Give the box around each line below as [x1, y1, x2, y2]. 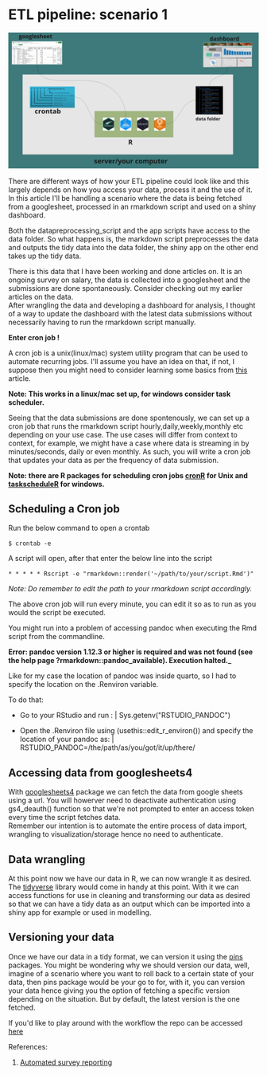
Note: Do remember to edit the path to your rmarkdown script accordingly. [8, 584, 253, 594]
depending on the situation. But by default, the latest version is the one [8, 994, 240, 1003]
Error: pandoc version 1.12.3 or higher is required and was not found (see [8, 647, 253, 657]
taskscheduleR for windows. [8, 479, 105, 488]
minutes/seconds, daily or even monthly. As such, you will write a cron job [8, 446, 251, 456]
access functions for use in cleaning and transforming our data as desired [8, 891, 250, 900]
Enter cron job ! [8, 332, 60, 342]
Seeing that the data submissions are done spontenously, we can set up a [8, 413, 250, 422]
